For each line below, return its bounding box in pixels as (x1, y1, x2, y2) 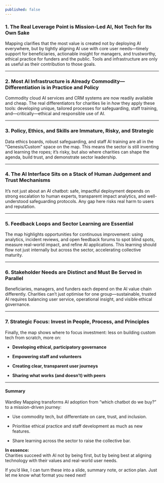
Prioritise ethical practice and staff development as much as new (12, 423, 143, 429)
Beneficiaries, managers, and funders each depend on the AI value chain (5, 286, 152, 292)
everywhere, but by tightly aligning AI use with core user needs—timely (5, 45, 149, 51)
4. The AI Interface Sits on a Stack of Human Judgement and (5, 171, 151, 178)
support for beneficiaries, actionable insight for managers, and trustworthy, (5, 51, 157, 57)
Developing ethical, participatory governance (12, 344, 107, 350)
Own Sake (5, 29, 30, 36)
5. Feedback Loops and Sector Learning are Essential (5, 220, 133, 227)
